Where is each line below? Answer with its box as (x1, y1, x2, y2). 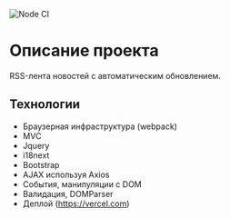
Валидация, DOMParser (22, 188, 114, 199)
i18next (22, 150, 50, 161)
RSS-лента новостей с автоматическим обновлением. (9, 70, 221, 81)
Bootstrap (22, 159, 60, 170)
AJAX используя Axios (22, 169, 110, 180)
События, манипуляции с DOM (22, 178, 143, 190)
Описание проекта (9, 41, 159, 61)
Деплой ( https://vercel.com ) (22, 198, 130, 209)
